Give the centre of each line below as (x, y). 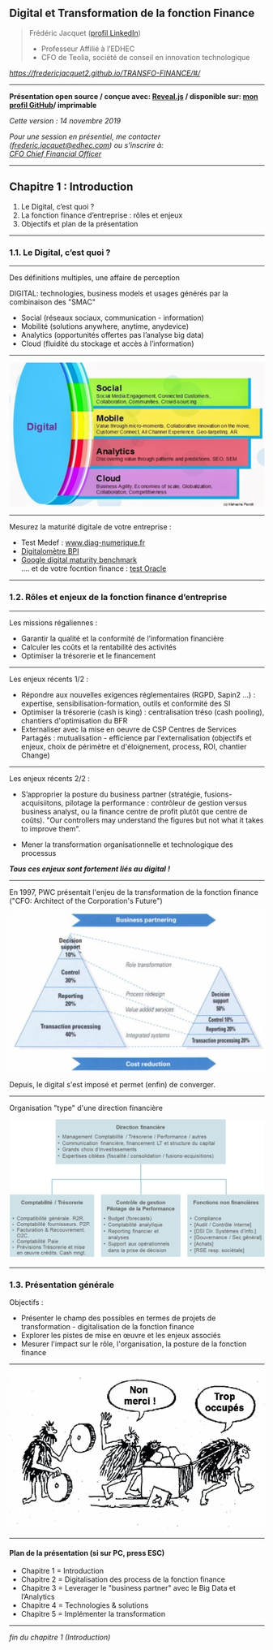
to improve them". (51, 828)
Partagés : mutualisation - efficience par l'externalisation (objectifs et (136, 737)
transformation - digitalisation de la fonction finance (107, 1327)
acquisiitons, (42, 802)
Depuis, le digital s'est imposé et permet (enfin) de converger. (112, 1085)
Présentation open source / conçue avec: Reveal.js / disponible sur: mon (134, 96)
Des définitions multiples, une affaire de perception (95, 277)
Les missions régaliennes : (53, 622)
